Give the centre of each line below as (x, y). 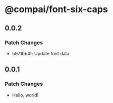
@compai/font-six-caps (56, 9)
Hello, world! (25, 95)
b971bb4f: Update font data (41, 53)
